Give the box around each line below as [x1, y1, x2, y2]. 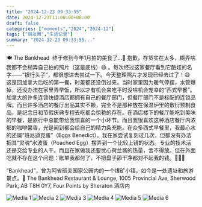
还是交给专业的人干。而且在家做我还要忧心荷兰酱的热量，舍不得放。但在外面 [6, 147, 196, 154]
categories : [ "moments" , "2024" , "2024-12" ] [6, 25, 114, 32]
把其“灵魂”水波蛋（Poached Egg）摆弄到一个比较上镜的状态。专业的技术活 [6, 139, 192, 146]
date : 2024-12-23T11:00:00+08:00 [6, 14, 90, 21]
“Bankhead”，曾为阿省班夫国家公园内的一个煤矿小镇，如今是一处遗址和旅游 [6, 167, 194, 174]
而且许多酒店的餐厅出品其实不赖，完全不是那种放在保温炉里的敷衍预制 [16, 101, 191, 109]
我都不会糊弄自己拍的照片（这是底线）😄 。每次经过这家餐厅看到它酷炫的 [6, 64, 188, 71]
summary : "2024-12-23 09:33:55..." [6, 37, 96, 43]
